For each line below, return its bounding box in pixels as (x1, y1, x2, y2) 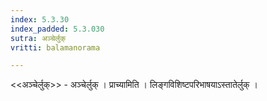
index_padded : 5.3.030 (10, 24, 105, 34)
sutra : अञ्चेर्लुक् (10, 33, 67, 43)
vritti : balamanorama (10, 42, 101, 53)
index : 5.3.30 (10, 14, 70, 25)
